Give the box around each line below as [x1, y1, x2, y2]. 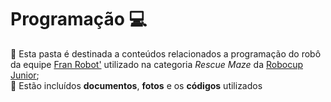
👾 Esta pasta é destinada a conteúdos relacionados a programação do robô [10, 47, 322, 60]
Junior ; [10, 69, 40, 81]
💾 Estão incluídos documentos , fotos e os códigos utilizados [10, 79, 263, 91]
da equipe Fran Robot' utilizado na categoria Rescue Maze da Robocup [10, 58, 303, 70]
